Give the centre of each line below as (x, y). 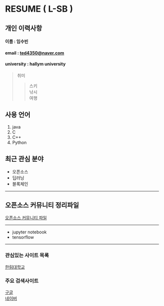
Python (19, 142)
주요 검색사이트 (22, 281)
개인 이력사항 (24, 28)
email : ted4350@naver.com (35, 53)
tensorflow (23, 237)
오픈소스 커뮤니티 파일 (26, 218)
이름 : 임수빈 (17, 41)
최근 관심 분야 (24, 159)
